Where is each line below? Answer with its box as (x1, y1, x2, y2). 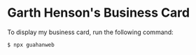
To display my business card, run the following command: (7, 28, 174, 36)
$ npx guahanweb (7, 41, 55, 48)
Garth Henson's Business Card (7, 5, 190, 21)
